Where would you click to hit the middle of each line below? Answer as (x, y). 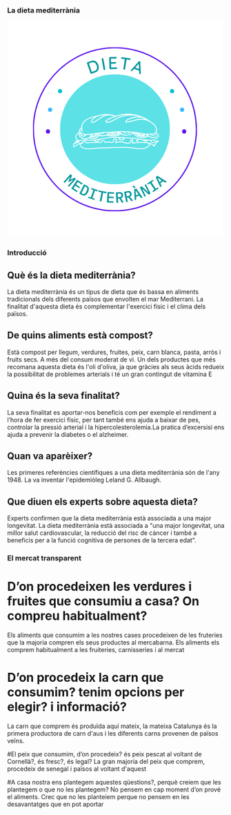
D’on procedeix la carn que (86, 678)
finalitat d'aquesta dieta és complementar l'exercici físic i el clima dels (107, 306)
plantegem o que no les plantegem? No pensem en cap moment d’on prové (114, 789)
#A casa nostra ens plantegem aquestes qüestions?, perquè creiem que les (114, 783)
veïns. (16, 741)
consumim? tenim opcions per (96, 693)
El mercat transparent (44, 558)
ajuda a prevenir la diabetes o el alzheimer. (68, 434)
